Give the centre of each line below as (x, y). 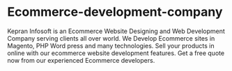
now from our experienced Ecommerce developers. (81, 60)
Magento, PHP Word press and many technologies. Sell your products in (111, 45)
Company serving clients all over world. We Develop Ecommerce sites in (111, 38)
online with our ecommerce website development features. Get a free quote (116, 53)
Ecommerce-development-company (115, 12)
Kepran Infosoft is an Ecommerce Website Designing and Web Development (116, 31)
